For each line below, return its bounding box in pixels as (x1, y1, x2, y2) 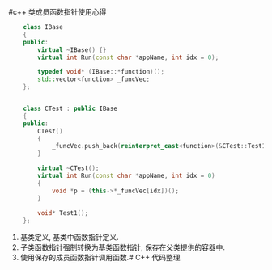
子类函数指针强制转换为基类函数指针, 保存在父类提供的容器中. (19, 243, 225, 252)
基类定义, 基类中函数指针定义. (19, 233, 119, 243)
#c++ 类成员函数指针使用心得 (8, 7, 107, 16)
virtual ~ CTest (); (37, 164, 100, 172)
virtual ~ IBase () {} (37, 45, 107, 54)
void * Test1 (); (37, 209, 89, 217)
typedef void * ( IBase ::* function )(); (37, 68, 164, 76)
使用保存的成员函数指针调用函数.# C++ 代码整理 (19, 253, 181, 263)
